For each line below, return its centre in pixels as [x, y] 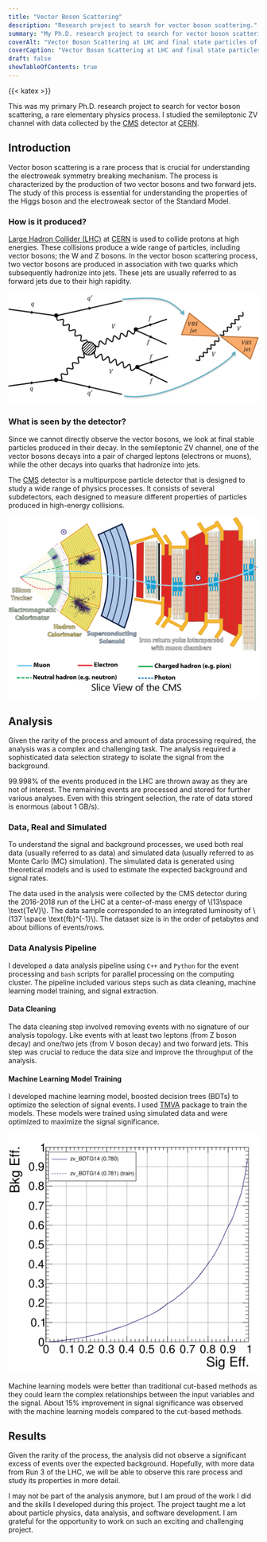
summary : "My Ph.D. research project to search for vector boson [118, 33]
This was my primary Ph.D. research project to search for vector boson [124, 106]
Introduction [40, 148]
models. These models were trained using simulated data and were [118, 1113]
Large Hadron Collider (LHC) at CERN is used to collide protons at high [124, 239]
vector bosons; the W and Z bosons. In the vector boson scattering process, [133, 255]
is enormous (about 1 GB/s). [54, 806]
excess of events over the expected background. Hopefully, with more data [132, 1464]
